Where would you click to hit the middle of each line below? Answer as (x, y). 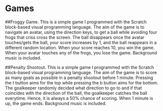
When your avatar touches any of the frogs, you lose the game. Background (81, 53)
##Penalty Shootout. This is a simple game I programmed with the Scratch (80, 67)
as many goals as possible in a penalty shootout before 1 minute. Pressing (79, 78)
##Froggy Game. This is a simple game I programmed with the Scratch (76, 22)
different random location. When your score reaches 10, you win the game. (80, 48)
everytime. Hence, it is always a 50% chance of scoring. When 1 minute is (79, 98)
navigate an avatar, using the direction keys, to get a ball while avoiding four (81, 32)
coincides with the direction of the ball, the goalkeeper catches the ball (76, 93)
